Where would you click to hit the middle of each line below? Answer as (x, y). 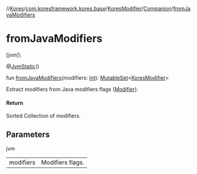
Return (15, 103)
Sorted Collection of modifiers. (43, 116)
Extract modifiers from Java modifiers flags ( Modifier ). (72, 89)
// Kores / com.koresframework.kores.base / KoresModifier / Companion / (90, 9)
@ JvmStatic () (23, 66)
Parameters (28, 134)
